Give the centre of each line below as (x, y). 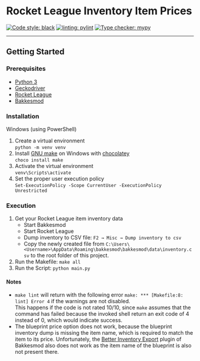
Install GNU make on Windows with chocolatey (72, 153)
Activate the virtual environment (54, 166)
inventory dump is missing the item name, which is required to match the (104, 333)
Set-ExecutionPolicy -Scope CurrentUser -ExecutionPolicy (88, 185)
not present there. (37, 352)
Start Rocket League (49, 231)
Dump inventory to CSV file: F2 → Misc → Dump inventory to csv (102, 238)
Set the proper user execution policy (59, 178)
